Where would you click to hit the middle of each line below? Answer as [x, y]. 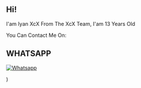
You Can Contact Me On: [36, 35]
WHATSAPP [29, 54]
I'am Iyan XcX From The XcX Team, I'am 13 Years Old [71, 23]
